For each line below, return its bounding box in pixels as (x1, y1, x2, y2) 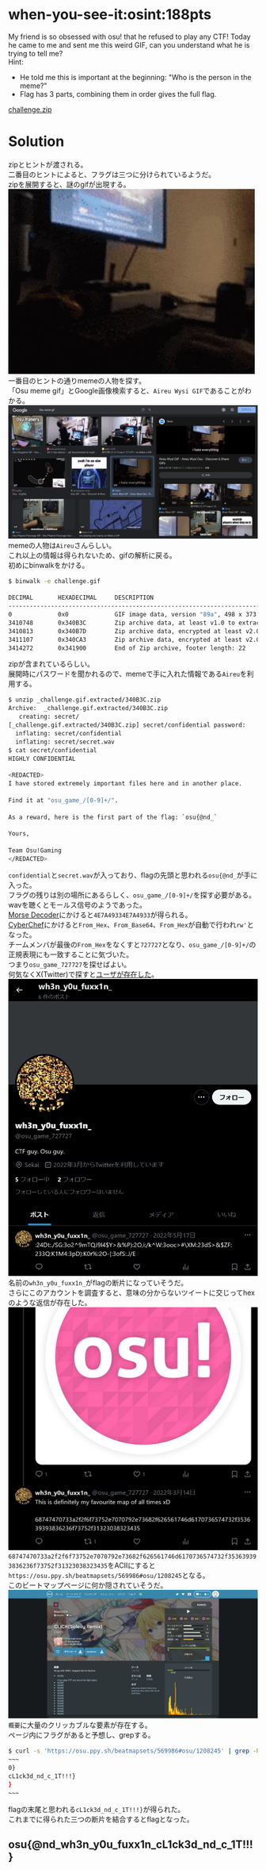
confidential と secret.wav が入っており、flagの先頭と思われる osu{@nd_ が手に (8, 870, 258, 880)
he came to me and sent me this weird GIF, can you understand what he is (8, 40, 250, 49)
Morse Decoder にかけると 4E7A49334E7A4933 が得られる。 (8, 910, 192, 920)
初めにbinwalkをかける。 (8, 560, 89, 570)
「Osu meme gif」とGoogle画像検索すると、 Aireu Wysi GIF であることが (8, 386, 245, 395)
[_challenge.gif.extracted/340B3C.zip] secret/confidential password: (8, 721, 246, 729)
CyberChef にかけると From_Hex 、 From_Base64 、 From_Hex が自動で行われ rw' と (8, 920, 255, 929)
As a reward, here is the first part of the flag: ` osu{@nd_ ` (8, 813, 218, 821)
